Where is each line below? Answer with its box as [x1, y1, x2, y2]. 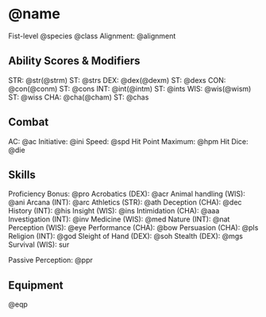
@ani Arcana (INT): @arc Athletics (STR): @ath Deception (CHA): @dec [8, 198, 242, 207]
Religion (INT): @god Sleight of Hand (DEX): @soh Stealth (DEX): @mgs [8, 232, 244, 241]
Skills [8, 168, 36, 182]
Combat [8, 115, 49, 129]
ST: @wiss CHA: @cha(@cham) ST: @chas [8, 92, 149, 102]
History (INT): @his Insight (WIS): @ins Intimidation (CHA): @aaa [8, 206, 220, 216]
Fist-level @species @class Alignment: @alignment [8, 31, 176, 41]
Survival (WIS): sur [8, 240, 70, 249]
